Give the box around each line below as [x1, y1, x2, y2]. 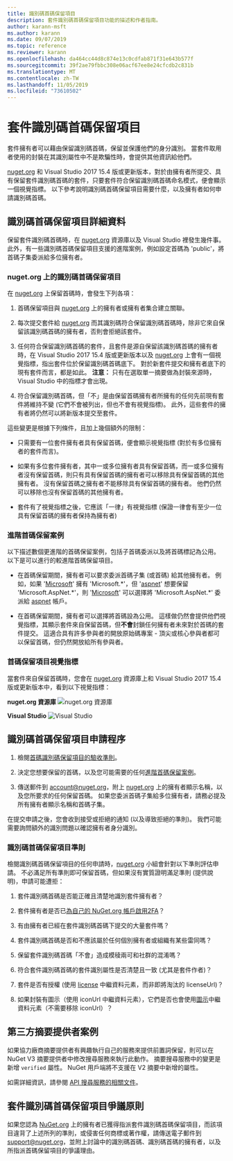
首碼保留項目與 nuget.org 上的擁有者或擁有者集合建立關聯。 [17, 304, 189, 313]
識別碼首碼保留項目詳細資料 [7, 216, 126, 228]
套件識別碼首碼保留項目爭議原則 [7, 1101, 144, 1112]
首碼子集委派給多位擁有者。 [7, 253, 87, 261]
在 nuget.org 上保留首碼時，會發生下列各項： [7, 289, 136, 297]
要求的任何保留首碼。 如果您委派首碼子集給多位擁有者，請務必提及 [35, 791, 226, 800]
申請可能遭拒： [21, 877, 64, 885]
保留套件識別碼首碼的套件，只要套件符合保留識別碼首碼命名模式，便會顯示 [12, 176, 226, 185]
